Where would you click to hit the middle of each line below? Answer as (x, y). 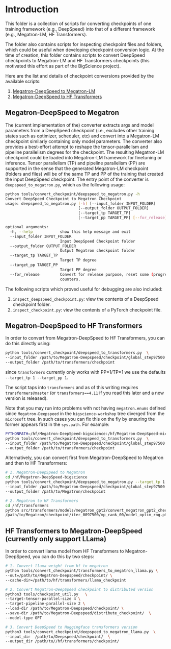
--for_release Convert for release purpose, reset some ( (82, 274)
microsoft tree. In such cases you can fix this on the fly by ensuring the (80, 419)
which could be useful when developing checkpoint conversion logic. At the (85, 50)
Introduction (32, 9)
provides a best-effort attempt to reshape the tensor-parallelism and (77, 147)
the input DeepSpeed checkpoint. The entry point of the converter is (77, 179)
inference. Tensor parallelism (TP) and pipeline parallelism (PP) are (75, 163)
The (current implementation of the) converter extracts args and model (80, 125)
